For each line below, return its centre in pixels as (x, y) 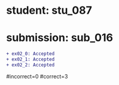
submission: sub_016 (60, 38)
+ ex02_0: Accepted (30, 54)
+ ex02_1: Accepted (30, 59)
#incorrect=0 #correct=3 (37, 76)
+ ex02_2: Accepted (30, 65)
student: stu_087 (49, 10)
